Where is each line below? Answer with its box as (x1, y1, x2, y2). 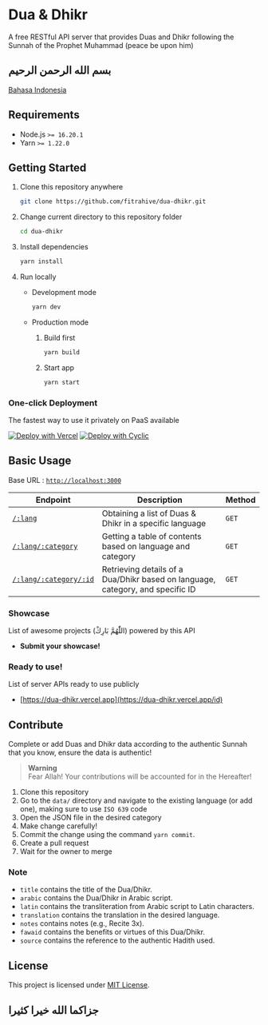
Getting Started (8, 161, 87, 174)
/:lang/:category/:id (12, 574, 94, 584)
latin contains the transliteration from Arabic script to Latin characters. (19, 902, 255, 911)
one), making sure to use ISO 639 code (19, 804, 148, 814)
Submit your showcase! (19, 641, 101, 651)
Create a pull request (19, 838, 89, 848)
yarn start (43, 378, 80, 386)
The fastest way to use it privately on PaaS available (8, 415, 179, 425)
